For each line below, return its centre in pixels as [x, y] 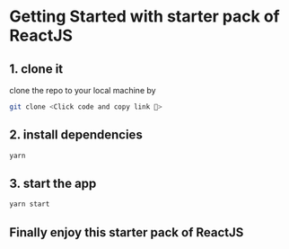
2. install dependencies [76, 135]
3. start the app [53, 183]
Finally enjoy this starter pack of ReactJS [127, 232]
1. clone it [36, 69]
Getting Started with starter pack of [144, 17]
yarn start [30, 204]
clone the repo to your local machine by [83, 90]
